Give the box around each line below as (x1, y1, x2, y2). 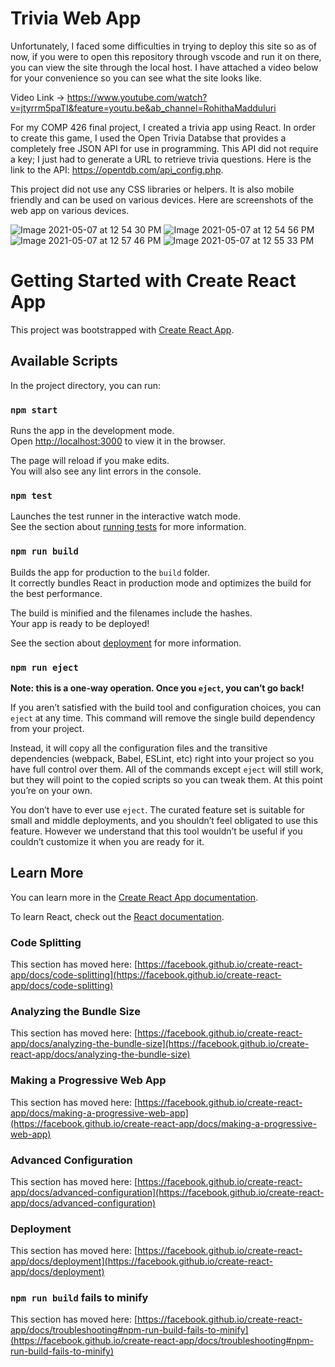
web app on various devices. (10, 204, 130, 216)
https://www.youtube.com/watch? (66, 91, 208, 103)
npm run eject (10, 662, 79, 673)
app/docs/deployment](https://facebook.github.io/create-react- (10, 1255, 273, 1267)
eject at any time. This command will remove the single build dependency (10, 712, 316, 724)
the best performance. (10, 587, 103, 599)
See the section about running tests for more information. (10, 521, 247, 533)
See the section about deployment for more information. (10, 637, 242, 649)
